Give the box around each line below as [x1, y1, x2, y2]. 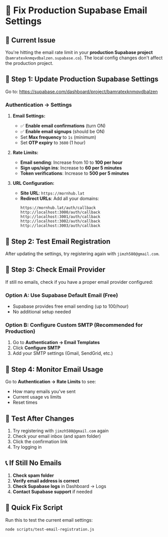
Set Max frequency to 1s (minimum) [20, 134, 97, 140]
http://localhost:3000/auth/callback [20, 210, 101, 215]
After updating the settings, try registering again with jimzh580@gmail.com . [5, 250, 160, 257]
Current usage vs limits [12, 394, 62, 400]
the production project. [5, 60, 53, 66]
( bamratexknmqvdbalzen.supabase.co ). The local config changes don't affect [5, 55, 163, 61]
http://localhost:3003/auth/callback [20, 223, 101, 229]
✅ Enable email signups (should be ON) [20, 129, 105, 135]
